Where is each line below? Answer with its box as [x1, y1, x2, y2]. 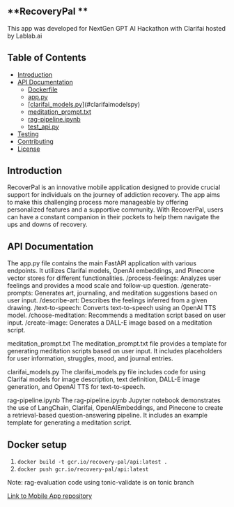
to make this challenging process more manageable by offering [7, 198, 189, 207]
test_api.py [27, 122, 59, 131]
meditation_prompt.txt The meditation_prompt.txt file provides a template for [7, 339, 227, 348]
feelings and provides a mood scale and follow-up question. [7, 281, 180, 290]
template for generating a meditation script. [7, 418, 132, 427]
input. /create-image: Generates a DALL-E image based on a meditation [7, 318, 212, 327]
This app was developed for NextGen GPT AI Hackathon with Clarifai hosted [7, 24, 226, 32]
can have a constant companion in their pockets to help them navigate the [7, 213, 220, 221]
